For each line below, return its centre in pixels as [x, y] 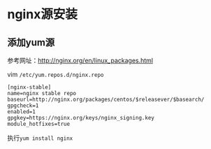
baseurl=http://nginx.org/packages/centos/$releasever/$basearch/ [106, 99]
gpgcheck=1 [23, 106]
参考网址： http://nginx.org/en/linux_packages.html [80, 61]
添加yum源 [31, 42]
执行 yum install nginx [40, 138]
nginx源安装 [43, 14]
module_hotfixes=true [39, 124]
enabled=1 [22, 112]
